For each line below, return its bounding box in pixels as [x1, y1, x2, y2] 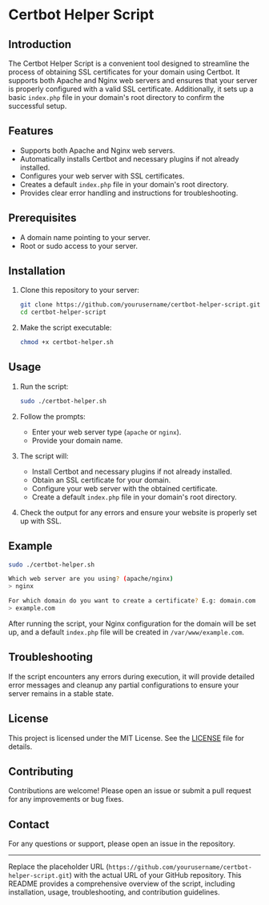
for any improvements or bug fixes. [8, 795, 124, 804]
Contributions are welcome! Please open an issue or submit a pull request [8, 786, 252, 795]
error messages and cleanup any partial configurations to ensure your [8, 680, 239, 690]
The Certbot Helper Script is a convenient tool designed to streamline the [8, 58, 250, 68]
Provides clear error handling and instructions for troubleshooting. [19, 188, 239, 198]
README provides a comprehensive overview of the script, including [8, 879, 235, 889]
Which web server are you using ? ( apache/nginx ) [8, 575, 174, 583]
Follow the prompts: [19, 411, 86, 421]
